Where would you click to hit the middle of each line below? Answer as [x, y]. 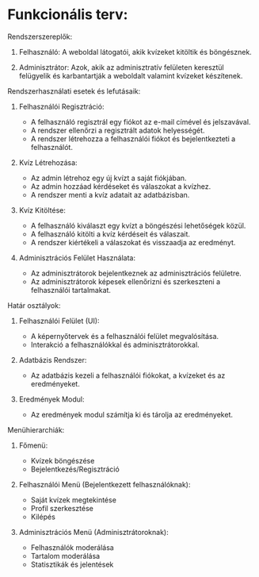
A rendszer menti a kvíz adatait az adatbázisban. [110, 194]
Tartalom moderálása [65, 556]
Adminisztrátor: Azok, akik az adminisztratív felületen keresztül [122, 67]
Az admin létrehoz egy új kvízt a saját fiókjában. [109, 178]
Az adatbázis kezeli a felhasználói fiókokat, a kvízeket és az [128, 375]
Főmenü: [33, 445]
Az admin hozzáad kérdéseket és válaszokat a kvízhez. [121, 186]
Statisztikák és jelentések [72, 564]
